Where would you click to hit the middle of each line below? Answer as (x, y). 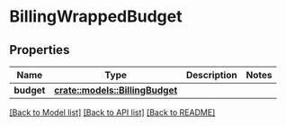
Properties (40, 50)
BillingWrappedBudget (96, 17)
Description (211, 75)
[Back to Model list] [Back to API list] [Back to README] (112, 112)
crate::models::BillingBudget (116, 90)
